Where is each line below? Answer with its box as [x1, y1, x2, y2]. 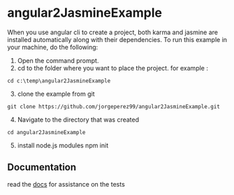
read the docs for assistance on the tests [7, 180, 126, 188]
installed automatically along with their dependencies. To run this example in [7, 35, 228, 43]
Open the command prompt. [17, 56, 99, 64]
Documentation [7, 161, 77, 173]
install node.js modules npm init [17, 141, 109, 150]
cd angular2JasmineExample [7, 129, 86, 136]
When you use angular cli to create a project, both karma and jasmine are [7, 28, 219, 36]
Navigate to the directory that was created [17, 115, 140, 124]
